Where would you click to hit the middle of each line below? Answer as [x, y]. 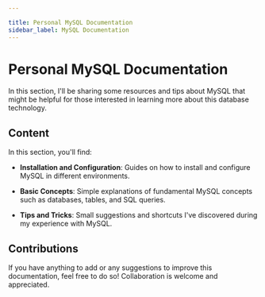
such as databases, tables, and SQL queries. [92, 200]
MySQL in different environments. [75, 176]
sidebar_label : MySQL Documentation [69, 30]
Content [29, 133]
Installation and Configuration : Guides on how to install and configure [135, 168]
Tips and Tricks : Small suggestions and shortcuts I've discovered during [138, 215]
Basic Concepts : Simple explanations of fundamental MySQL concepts [136, 191]
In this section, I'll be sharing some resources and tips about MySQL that [127, 91]
